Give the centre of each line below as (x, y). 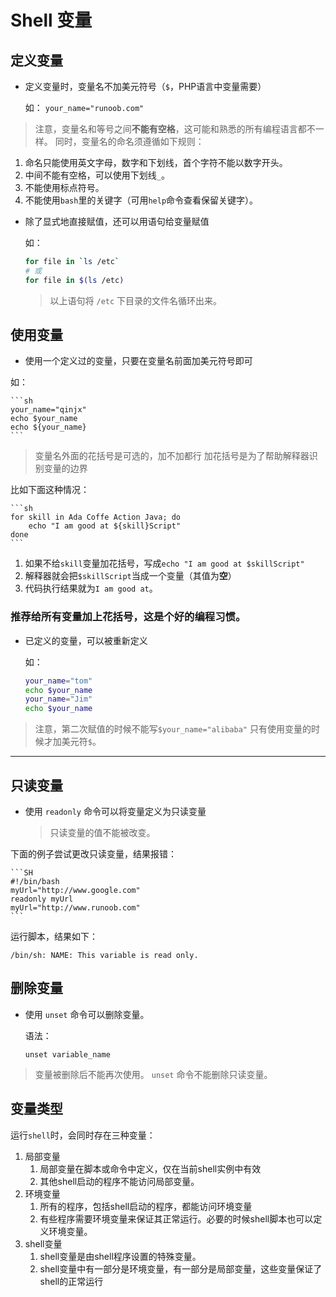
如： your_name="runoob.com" (84, 107)
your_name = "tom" (58, 681)
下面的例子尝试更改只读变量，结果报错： (93, 854)
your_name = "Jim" (58, 699)
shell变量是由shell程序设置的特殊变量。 (120, 1256)
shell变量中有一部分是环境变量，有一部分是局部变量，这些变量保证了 (181, 1268)
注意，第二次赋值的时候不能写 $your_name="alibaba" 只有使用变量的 (173, 729)
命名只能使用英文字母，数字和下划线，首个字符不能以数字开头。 (156, 162)
